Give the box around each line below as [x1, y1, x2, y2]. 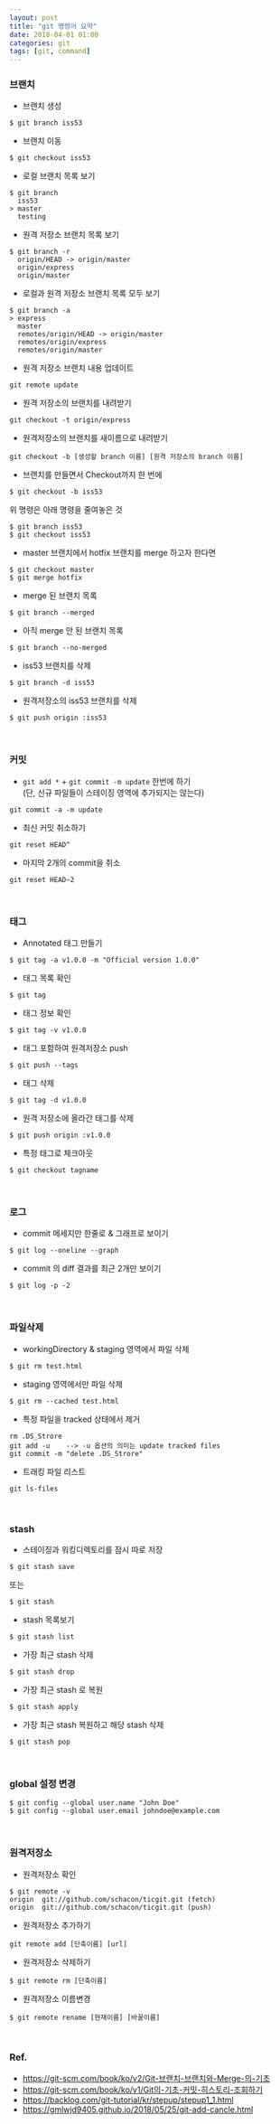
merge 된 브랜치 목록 [22, 590, 98, 601]
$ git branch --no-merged [9, 644, 107, 653]
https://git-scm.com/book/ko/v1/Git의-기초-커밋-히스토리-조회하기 [22, 2084, 264, 2095]
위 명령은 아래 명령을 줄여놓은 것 [9, 504, 124, 515]
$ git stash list [9, 1632, 75, 1641]
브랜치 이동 [22, 136, 62, 146]
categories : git [9, 38, 70, 48]
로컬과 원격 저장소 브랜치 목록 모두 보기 [22, 288, 161, 299]
